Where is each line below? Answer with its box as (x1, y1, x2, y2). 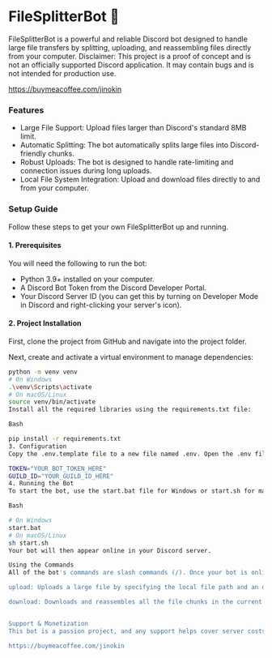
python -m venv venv (8, 368, 79, 376)
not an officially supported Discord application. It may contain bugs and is (8, 60, 254, 70)
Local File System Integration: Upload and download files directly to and (19, 174, 261, 185)
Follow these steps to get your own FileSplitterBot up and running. (8, 222, 229, 232)
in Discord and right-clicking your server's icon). (19, 300, 182, 310)
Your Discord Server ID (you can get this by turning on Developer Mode (19, 291, 259, 301)
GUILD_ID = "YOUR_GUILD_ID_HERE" (8, 472, 114, 481)
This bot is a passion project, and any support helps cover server (8, 627, 244, 635)
